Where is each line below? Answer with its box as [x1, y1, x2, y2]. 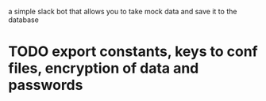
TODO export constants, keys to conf [8, 43, 258, 61]
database [8, 15, 40, 24]
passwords [8, 77, 83, 94]
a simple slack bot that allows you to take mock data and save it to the [8, 7, 237, 16]
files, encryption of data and [8, 59, 199, 77]
